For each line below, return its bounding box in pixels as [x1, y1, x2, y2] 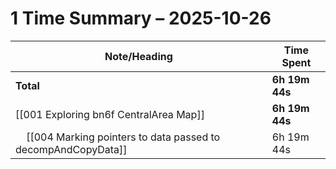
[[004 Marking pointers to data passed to [26, 130, 221, 144]
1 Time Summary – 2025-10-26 [10, 7, 272, 30]
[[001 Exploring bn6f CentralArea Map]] [15, 107, 205, 121]
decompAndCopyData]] [15, 142, 128, 156]
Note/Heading [104, 49, 173, 63]
